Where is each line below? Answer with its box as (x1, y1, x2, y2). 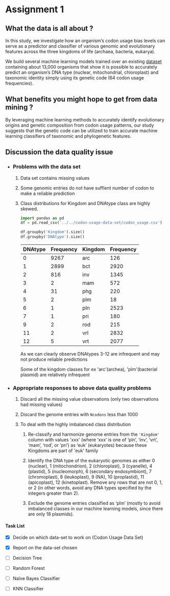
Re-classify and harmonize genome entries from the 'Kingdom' (28, 431, 160, 438)
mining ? (5, 103, 33, 112)
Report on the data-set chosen (12, 544, 78, 550)
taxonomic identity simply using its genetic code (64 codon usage (5, 75, 144, 80)
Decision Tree (12, 554, 42, 561)
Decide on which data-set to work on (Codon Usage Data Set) (12, 534, 144, 540)
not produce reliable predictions (20, 356, 88, 362)
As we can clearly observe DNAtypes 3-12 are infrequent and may (20, 351, 160, 357)
